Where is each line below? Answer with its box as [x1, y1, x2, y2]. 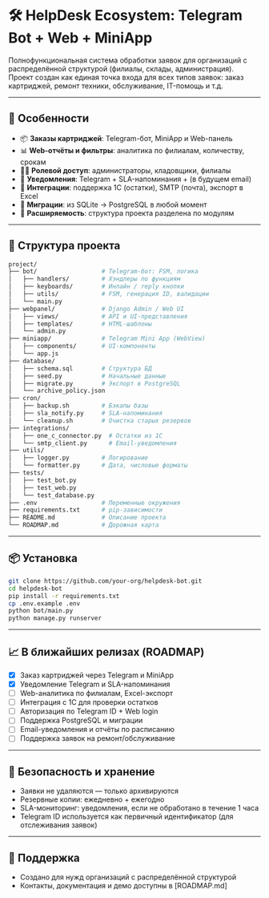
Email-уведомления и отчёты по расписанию [19, 725, 175, 734]
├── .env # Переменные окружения [8, 499, 181, 507]
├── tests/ [8, 469, 45, 477]
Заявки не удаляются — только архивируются [19, 787, 179, 796]
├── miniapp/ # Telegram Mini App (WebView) [8, 334, 206, 343]
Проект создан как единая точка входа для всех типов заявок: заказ [8, 72, 244, 82]
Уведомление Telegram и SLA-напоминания [19, 679, 171, 689]
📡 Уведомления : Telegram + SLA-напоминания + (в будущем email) [19, 174, 252, 184]
